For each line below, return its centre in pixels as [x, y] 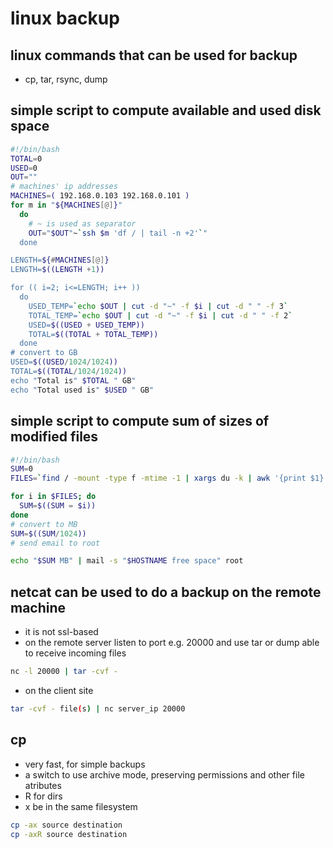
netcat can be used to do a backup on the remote [166, 592]
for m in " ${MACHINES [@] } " [66, 205]
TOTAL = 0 [26, 158]
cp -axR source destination [69, 834]
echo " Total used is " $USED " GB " [82, 390]
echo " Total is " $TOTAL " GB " [73, 380]
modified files [54, 437]
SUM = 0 [21, 469]
